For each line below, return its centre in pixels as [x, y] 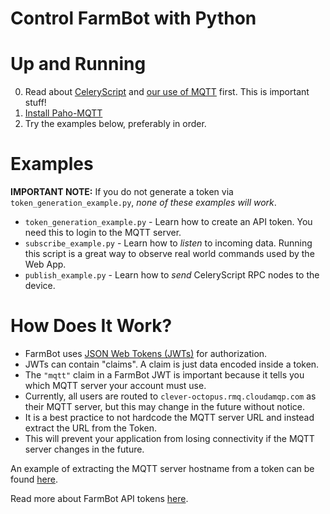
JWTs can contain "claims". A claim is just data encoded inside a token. [172, 364]
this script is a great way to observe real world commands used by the [169, 254]
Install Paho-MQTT [63, 113]
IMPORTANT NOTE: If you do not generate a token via [122, 192]
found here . [34, 479]
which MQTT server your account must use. [115, 385]
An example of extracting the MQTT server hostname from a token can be [162, 468]
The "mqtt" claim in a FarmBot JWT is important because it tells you [164, 375]
